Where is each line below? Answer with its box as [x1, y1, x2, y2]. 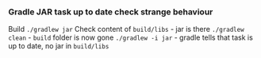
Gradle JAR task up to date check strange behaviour [8, 6, 213, 17]
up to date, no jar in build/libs [8, 41, 109, 51]
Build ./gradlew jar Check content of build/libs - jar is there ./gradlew [8, 25, 244, 34]
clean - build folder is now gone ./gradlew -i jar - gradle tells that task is [8, 33, 254, 42]
